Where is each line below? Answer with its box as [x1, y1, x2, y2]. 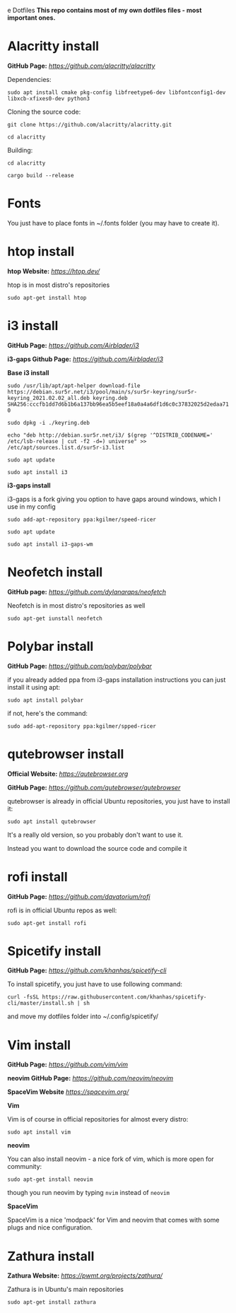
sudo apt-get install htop [7, 294, 87, 301]
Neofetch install [7, 564, 103, 580]
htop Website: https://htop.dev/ [7, 266, 100, 275]
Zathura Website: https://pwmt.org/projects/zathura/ [7, 1271, 163, 1280]
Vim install [7, 1037, 71, 1053]
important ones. [7, 13, 56, 22]
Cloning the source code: [7, 107, 81, 116]
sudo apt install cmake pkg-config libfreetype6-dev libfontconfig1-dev [7, 88, 226, 96]
